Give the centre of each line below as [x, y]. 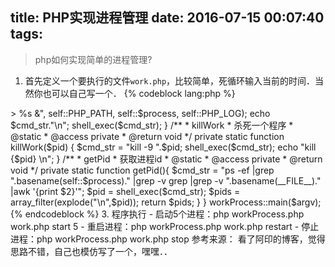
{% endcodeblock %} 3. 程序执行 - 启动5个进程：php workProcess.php [157, 214]
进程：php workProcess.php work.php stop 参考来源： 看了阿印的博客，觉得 [168, 239]
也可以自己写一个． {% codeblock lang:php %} [139, 93]
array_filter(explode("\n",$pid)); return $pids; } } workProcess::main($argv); [166, 202]
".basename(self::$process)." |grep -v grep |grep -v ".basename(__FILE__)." [166, 180]
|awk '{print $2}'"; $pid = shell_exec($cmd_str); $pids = [125, 191]
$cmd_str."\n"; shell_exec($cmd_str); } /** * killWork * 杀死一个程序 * [152, 125]
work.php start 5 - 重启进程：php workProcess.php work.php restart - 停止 [165, 226]
